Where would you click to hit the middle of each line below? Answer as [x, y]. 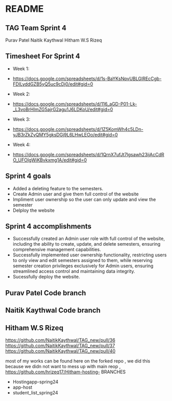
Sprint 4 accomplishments [48, 226]
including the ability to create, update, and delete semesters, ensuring [87, 244]
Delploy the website [34, 210]
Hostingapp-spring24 [36, 382]
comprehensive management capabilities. [57, 250]
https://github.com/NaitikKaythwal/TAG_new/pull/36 [60, 340]
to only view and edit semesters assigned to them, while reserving [82, 260]
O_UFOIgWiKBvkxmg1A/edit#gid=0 [50, 160]
